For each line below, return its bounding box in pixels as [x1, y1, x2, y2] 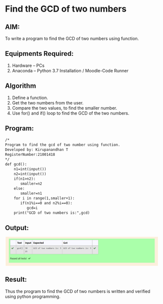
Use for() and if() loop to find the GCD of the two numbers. [12, 110, 130, 116]
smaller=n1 [20, 191, 42, 196]
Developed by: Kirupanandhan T [5, 147, 68, 152]
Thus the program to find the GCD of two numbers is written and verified [5, 288, 150, 294]
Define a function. [12, 95, 49, 101]
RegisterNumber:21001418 [5, 152, 55, 157]
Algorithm [5, 82, 36, 90]
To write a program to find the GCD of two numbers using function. [5, 35, 139, 41]
